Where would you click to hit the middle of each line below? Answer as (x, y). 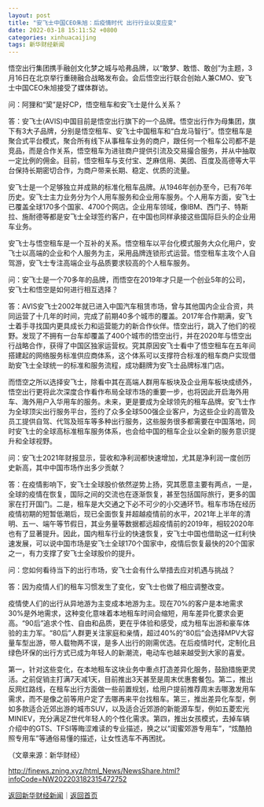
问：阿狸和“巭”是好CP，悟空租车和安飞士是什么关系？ (95, 105)
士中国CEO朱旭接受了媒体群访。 (60, 88)
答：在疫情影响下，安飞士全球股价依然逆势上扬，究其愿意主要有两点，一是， (132, 484)
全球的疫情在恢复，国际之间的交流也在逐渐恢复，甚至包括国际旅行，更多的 (128, 494)
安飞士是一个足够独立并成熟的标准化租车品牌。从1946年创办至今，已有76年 (130, 187)
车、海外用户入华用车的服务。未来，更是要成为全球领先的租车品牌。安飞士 (128, 402)
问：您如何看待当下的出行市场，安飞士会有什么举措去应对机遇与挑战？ (122, 570)
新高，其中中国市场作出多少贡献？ (70, 468)
